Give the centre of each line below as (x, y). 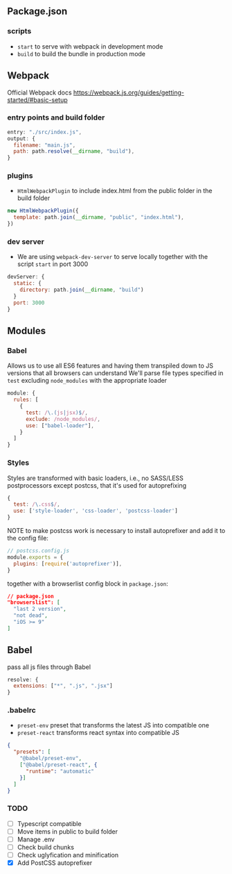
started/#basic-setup (37, 99)
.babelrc (21, 710)
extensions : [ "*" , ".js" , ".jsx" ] (63, 686)
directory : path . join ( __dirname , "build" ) (82, 290)
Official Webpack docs (39, 92)
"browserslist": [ (34, 603)
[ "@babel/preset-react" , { (59, 765)
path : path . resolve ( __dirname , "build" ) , (74, 151)
